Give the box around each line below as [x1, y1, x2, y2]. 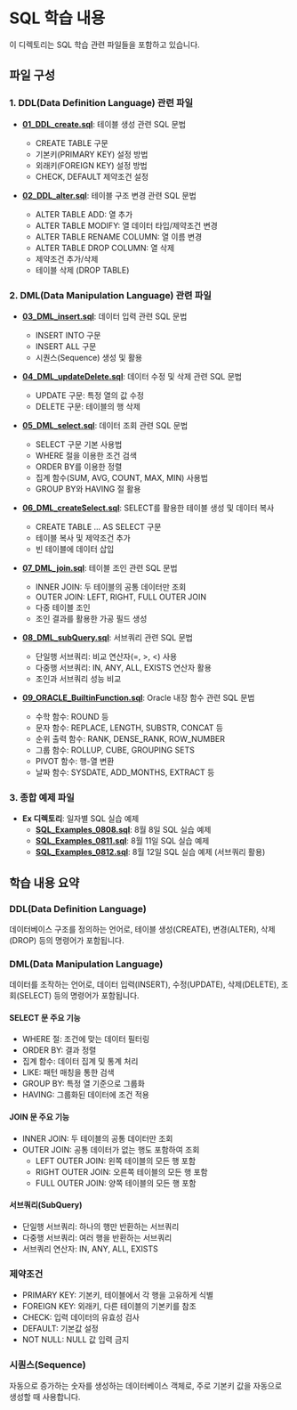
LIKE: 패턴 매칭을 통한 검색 [21, 1067, 115, 1078]
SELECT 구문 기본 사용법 [35, 438, 123, 450]
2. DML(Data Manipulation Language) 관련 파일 [9, 289, 212, 301]
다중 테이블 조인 [35, 602, 91, 613]
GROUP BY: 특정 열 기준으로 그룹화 [21, 1079, 145, 1089]
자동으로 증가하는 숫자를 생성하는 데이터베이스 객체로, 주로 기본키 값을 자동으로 [9, 1381, 283, 1391]
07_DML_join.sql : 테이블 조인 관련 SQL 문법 [21, 562, 178, 573]
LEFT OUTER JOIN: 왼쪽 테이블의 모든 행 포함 [35, 1155, 197, 1166]
